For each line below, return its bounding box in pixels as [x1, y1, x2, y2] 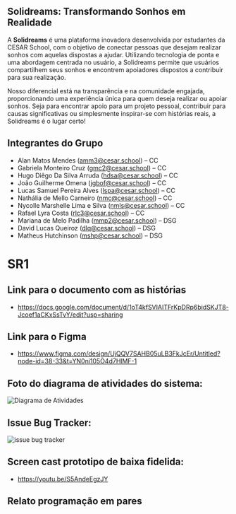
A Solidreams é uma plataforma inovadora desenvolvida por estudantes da [7, 35, 225, 44]
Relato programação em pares [7, 495, 142, 508]
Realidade [7, 17, 53, 29]
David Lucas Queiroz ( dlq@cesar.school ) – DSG [17, 223, 156, 232]
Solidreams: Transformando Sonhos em [7, 6, 186, 18]
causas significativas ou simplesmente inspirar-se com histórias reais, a [7, 109, 216, 117]
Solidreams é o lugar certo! [7, 117, 86, 125]
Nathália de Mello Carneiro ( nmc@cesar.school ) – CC [17, 194, 173, 202]
